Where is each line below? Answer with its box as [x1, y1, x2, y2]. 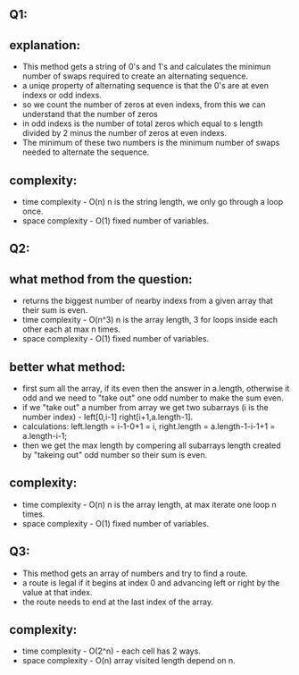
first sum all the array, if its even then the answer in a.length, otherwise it [21, 384, 290, 394]
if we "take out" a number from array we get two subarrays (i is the [21, 402, 270, 413]
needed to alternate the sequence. [21, 147, 150, 157]
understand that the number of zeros [21, 109, 159, 120]
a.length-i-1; [21, 431, 68, 442]
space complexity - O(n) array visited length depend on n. [21, 655, 237, 666]
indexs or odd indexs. [21, 89, 103, 101]
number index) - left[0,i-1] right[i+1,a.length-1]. [21, 411, 194, 423]
